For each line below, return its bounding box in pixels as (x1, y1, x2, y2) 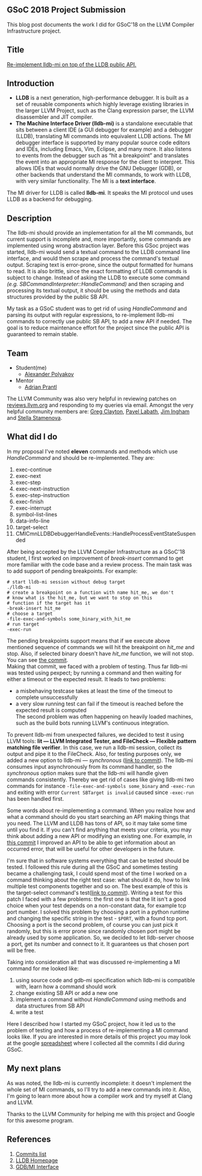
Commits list (15, 1150, 47, 1157)
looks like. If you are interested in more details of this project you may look (7, 1033, 191, 1040)
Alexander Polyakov (24, 370, 74, 378)
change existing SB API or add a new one (15, 989, 118, 996)
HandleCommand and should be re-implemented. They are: (7, 454, 155, 461)
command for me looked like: (7, 965, 79, 972)
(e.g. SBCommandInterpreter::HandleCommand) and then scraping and (7, 281, 184, 288)
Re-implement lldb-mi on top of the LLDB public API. (7, 60, 137, 68)
